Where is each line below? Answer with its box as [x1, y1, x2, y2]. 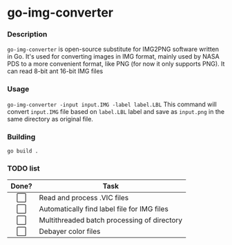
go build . [7, 148, 39, 155]
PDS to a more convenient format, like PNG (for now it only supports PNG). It [7, 60, 225, 68]
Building [7, 132, 36, 141]
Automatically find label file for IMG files [39, 204, 169, 214]
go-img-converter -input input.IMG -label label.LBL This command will [7, 100, 217, 108]
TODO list [7, 164, 40, 173]
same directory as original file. [7, 115, 93, 123]
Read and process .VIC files [39, 193, 129, 203]
